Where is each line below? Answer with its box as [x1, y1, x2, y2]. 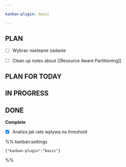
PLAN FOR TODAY [5, 72, 62, 81]
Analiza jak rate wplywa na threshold [12, 129, 87, 135]
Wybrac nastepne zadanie [12, 48, 66, 54]
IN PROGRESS [5, 89, 49, 97]
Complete [5, 119, 26, 125]
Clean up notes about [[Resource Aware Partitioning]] [12, 58, 122, 64]
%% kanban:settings [5, 139, 48, 145]
